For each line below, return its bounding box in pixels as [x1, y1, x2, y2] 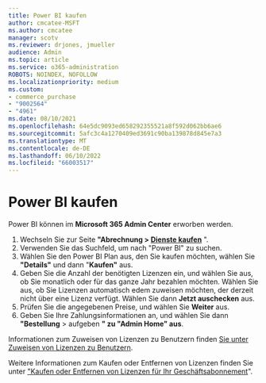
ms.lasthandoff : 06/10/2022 [8, 151, 102, 159]
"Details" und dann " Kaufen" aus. [19, 260, 133, 270]
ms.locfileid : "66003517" [8, 159, 94, 167]
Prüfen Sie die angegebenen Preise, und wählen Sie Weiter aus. [19, 302, 230, 312]
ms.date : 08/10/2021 [8, 115, 77, 123]
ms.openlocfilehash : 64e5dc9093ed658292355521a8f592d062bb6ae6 [8, 122, 222, 130]
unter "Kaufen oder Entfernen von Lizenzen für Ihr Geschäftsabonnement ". [8, 366, 253, 377]
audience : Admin [8, 48, 62, 56]
